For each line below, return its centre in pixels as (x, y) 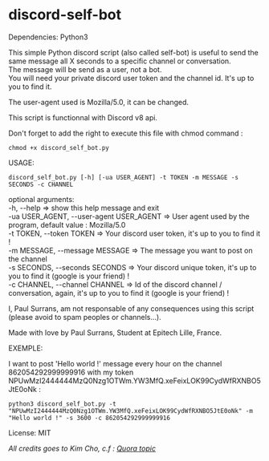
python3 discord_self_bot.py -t (62, 404)
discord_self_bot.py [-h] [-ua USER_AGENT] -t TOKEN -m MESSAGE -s (124, 177)
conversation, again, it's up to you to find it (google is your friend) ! (119, 293)
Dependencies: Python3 (48, 37)
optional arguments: (41, 199)
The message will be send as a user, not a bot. (85, 69)
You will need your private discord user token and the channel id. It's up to (131, 78)
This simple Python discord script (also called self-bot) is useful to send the (133, 52)
